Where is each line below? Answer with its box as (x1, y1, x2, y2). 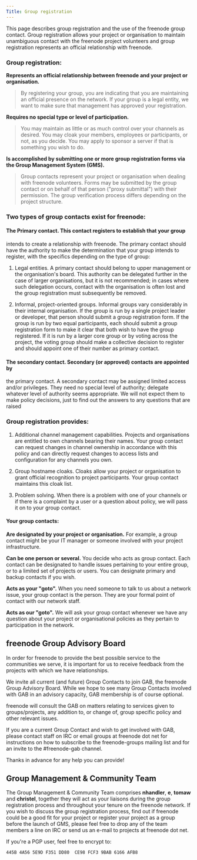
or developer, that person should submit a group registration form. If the (14, 313, 189, 321)
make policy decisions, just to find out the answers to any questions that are (6, 397, 191, 404)
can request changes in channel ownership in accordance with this (14, 443, 178, 450)
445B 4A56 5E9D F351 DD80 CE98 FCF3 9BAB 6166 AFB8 (6, 849, 138, 856)
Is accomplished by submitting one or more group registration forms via (6, 155, 185, 162)
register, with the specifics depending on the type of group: (6, 253, 151, 260)
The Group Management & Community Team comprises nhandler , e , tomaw (6, 789, 191, 796)
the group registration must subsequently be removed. (14, 290, 147, 297)
